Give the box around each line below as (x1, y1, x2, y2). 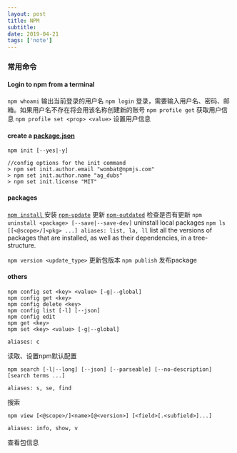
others (7, 273, 28, 281)
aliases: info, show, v (7, 424, 79, 432)
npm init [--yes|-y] (7, 147, 69, 154)
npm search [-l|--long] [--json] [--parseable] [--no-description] (7, 365, 213, 373)
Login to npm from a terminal (7, 80, 95, 88)
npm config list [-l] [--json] (7, 307, 101, 314)
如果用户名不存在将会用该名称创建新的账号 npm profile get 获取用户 (19, 106, 222, 114)
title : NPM (7, 17, 40, 24)
